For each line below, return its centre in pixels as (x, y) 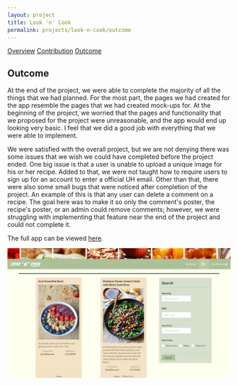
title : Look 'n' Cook (39, 22)
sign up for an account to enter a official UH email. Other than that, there (113, 179)
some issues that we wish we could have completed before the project (110, 157)
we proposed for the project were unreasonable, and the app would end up (117, 121)
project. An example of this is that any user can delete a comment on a (110, 194)
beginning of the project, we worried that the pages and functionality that (114, 113)
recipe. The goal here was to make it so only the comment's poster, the (111, 202)
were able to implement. (42, 135)
